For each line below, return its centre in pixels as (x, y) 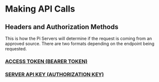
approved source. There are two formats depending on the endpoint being (80, 44)
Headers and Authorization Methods (62, 27)
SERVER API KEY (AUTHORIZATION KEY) (54, 74)
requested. (16, 49)
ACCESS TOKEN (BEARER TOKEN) (46, 61)
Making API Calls (40, 9)
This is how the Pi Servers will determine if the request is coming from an (79, 38)
